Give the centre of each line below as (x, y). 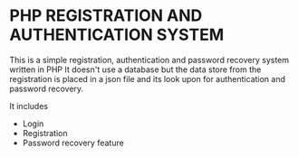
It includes (29, 106)
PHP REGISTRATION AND (106, 16)
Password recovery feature (73, 143)
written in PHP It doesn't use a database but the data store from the (135, 69)
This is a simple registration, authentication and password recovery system (149, 60)
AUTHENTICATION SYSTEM (117, 35)
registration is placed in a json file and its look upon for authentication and (148, 78)
